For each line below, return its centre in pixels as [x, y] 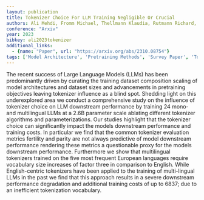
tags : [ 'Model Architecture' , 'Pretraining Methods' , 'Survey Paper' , [97, 57]
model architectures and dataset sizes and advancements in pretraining [96, 87]
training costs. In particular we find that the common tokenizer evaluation [98, 132]
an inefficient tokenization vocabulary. [54, 190]
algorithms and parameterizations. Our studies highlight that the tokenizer [99, 119]
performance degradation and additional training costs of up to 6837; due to [102, 184]
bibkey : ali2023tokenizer [39, 40]
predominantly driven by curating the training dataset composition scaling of [102, 81]
